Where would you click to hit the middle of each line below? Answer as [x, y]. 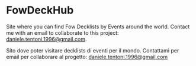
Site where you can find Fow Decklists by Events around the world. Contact [98, 27]
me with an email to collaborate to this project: [63, 32]
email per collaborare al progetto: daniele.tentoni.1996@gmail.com [87, 57]
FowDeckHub [40, 10]
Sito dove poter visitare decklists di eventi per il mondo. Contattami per [93, 50]
